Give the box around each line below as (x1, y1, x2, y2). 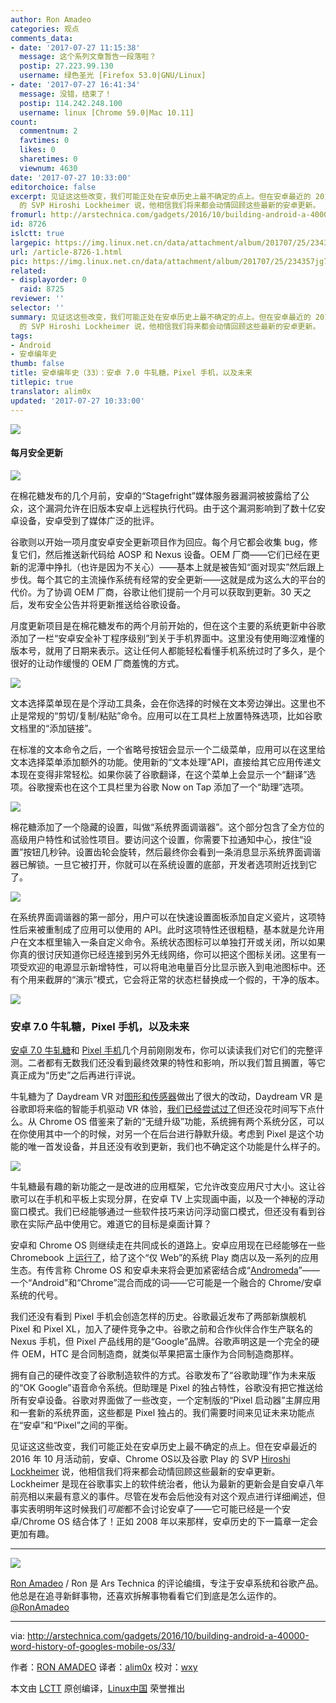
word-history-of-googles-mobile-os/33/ (10, 1641, 176, 1652)
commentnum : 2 (19, 126, 78, 136)
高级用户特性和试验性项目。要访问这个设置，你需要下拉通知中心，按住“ (10, 833, 304, 845)
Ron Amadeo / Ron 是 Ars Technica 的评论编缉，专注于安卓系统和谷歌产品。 (10, 1577, 324, 1589)
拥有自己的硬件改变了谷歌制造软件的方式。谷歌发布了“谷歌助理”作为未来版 (10, 1369, 317, 1381)
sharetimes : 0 (19, 154, 78, 164)
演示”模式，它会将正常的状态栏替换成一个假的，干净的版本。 (75, 973, 325, 985)
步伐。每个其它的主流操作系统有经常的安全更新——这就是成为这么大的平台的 (10, 573, 326, 585)
